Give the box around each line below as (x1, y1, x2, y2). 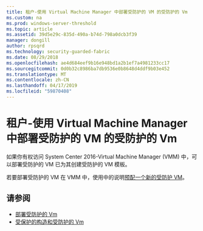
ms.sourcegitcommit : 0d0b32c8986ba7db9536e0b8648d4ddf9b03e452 (6, 65, 170, 72)
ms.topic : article (6, 26, 53, 32)
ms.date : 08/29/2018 (6, 54, 59, 60)
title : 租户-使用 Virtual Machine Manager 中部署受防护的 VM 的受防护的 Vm (6, 9, 188, 15)
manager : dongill (6, 37, 50, 43)
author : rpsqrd (6, 43, 45, 49)
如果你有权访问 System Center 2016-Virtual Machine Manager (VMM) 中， (6, 153, 192, 160)
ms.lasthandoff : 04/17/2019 (6, 83, 78, 89)
